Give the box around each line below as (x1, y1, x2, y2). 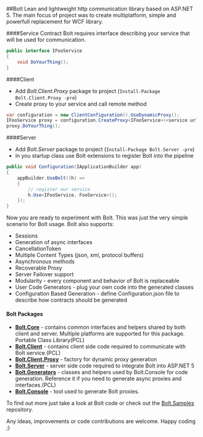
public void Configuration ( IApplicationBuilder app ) (6, 164, 142, 170)
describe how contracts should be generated (14, 296, 127, 304)
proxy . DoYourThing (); (6, 123, 61, 129)
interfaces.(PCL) (14, 381, 56, 389)
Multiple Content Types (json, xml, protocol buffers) (14, 251, 144, 259)
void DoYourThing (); (17, 59, 69, 65)
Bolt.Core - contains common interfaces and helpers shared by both (14, 323, 186, 331)
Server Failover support (14, 271, 74, 278)
